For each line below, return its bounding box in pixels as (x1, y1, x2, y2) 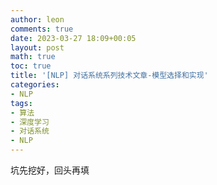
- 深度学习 (10, 117, 50, 127)
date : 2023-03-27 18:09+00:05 (10, 33, 137, 43)
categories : (10, 80, 60, 90)
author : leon (10, 14, 65, 25)
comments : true (10, 24, 74, 34)
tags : (10, 98, 33, 108)
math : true (10, 52, 56, 62)
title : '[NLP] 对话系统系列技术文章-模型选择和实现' (10, 71, 209, 81)
